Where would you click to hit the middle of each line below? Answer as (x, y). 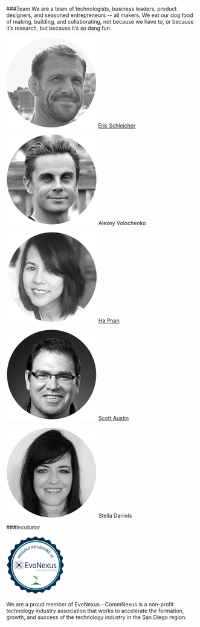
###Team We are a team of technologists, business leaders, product (92, 9)
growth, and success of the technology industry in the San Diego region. (97, 617)
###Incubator (23, 527)
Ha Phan (109, 320)
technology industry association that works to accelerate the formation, (95, 611)
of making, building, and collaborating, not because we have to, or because (100, 22)
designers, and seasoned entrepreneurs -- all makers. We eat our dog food (100, 15)
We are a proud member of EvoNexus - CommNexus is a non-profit (90, 604)
